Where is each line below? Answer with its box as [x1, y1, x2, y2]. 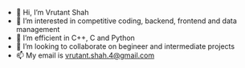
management [15, 25, 60, 34]
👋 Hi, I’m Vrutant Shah [15, 8, 89, 17]
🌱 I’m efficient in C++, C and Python [15, 33, 135, 42]
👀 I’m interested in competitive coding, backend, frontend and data [15, 16, 237, 26]
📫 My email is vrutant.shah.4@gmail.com [15, 50, 155, 60]
